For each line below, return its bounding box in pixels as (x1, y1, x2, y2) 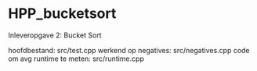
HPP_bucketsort (8, 5, 117, 23)
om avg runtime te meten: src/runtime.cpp (8, 54, 145, 63)
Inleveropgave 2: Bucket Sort (8, 30, 102, 40)
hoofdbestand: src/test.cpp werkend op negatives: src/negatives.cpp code (8, 45, 250, 55)
